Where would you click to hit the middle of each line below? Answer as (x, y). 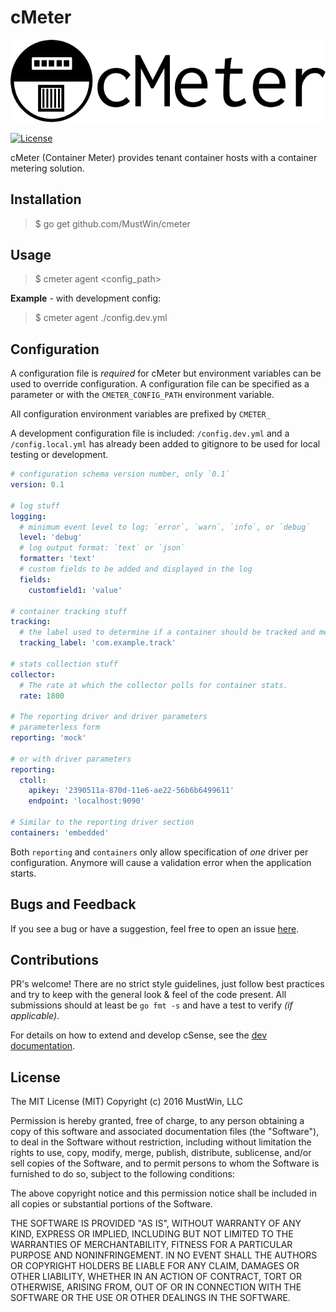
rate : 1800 (42, 696)
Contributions (54, 960)
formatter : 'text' (58, 559)
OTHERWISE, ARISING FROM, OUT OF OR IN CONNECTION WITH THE (156, 1287)
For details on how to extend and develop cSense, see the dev (139, 1035)
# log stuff (35, 506)
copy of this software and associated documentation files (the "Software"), (165, 1132)
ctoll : (33, 780)
